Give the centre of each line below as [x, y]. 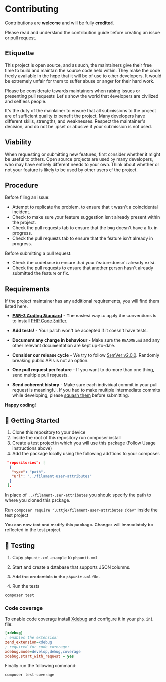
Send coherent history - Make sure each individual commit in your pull [85, 385]
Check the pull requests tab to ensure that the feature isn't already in [83, 238]
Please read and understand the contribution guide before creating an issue [83, 32]
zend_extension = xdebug [28, 642]
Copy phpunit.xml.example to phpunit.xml [55, 558]
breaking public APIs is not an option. [50, 361]
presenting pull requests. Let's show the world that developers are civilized [82, 96]
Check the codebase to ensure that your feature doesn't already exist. [84, 263]
